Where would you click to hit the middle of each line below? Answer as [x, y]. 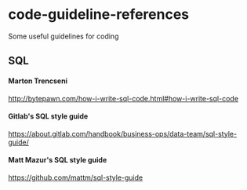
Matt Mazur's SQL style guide [58, 160]
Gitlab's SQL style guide [48, 116]
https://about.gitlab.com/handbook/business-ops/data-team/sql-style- [123, 133]
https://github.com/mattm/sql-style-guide [76, 177]
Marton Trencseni [38, 81]
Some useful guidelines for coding [64, 36]
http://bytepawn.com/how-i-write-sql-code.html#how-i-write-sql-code [123, 98]
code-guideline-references [99, 15]
